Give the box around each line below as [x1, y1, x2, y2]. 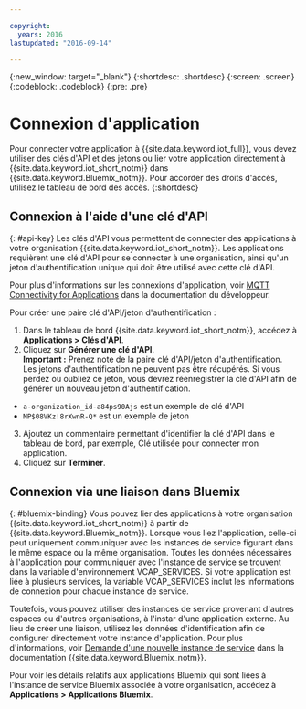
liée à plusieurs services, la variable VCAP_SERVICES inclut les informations [9, 576, 295, 587]
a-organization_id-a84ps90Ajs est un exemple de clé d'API [22, 401, 245, 412]
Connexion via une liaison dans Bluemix [9, 483, 240, 499]
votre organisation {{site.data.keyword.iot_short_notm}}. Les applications [9, 243, 285, 254]
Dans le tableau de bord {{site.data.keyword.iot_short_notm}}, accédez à [22, 325, 297, 336]
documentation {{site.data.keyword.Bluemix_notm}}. [9, 651, 207, 662]
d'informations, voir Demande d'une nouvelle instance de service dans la [9, 641, 285, 653]
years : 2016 [17, 29, 64, 39]
